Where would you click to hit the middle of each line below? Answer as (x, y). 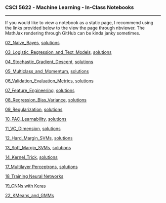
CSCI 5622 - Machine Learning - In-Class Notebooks (70, 7)
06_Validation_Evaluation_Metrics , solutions (49, 81)
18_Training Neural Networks (34, 176)
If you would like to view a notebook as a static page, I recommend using (79, 23)
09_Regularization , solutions (34, 109)
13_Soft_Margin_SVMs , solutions (38, 148)
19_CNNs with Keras (25, 186)
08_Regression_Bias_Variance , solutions (46, 100)
